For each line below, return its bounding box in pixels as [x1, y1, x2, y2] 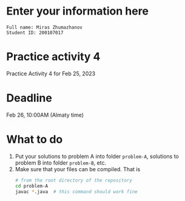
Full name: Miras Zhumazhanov [6, 24, 83, 30]
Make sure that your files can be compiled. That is [15, 165, 141, 172]
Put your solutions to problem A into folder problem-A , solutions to [15, 152, 179, 160]
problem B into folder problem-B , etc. [15, 159, 107, 166]
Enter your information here [6, 4, 149, 18]
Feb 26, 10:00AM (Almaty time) [6, 111, 84, 118]
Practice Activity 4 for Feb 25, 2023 [6, 70, 96, 77]
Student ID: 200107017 [6, 29, 64, 36]
